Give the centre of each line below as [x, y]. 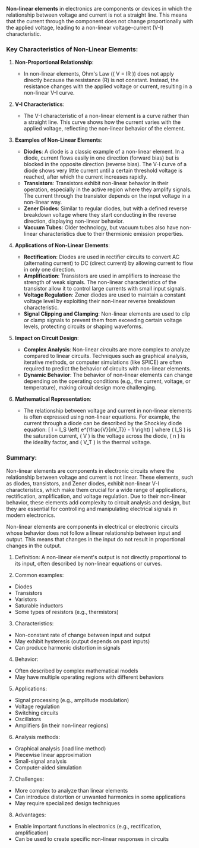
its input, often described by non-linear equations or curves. [88, 563]
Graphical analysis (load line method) [60, 748]
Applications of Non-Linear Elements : [62, 245]
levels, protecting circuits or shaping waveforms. [83, 326]
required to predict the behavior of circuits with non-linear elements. [107, 369]
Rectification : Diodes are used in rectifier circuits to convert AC [102, 257]
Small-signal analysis [41, 761]
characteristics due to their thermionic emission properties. [111, 234]
